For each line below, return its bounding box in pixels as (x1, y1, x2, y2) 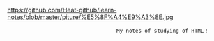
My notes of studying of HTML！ (116, 27, 209, 34)
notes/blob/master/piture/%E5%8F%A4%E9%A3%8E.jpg (7, 13, 174, 21)
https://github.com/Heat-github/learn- (7, 6, 117, 14)
